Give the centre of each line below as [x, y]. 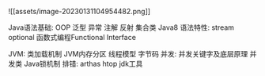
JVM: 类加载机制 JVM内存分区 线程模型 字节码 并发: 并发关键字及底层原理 [128, 54]
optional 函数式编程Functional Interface [72, 37]
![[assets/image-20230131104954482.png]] [79, 11]
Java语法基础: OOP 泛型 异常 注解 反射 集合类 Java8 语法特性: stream [121, 27]
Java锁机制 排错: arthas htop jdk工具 [83, 63]
